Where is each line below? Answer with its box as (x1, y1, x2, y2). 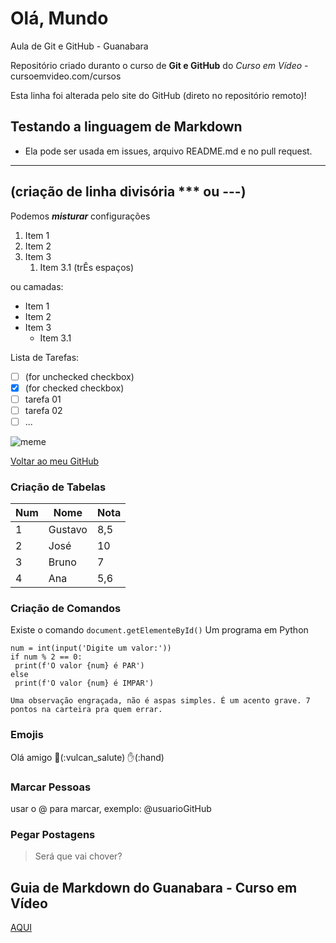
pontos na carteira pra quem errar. (10, 705, 163, 715)
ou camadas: (10, 280, 64, 292)
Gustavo (48, 523, 88, 537)
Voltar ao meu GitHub (10, 455, 100, 467)
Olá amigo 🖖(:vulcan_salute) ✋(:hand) (10, 751, 165, 763)
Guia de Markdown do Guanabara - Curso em (10, 879, 298, 896)
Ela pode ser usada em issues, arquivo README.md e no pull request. (24, 145, 313, 157)
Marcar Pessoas (10, 780, 92, 794)
